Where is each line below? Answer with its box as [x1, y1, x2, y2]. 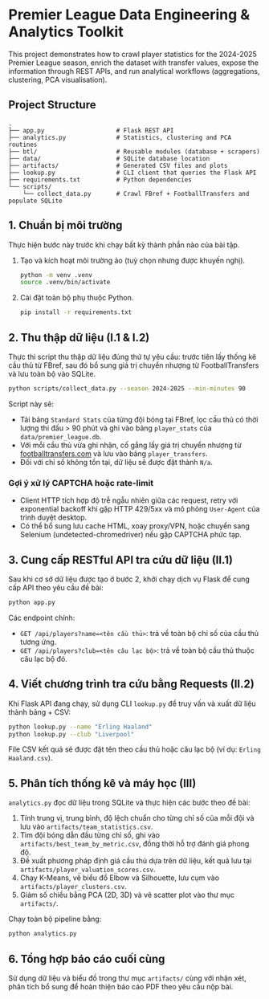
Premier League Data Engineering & [8, 6, 251, 24]
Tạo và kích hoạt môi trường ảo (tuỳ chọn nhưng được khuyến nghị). [19, 255, 246, 265]
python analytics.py [8, 930, 78, 938]
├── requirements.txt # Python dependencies [8, 175, 193, 184]
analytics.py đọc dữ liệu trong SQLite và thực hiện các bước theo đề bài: [8, 797, 251, 808]
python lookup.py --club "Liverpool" [8, 730, 135, 738]
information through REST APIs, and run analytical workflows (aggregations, [8, 66, 260, 75]
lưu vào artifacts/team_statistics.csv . [19, 822, 153, 832]
